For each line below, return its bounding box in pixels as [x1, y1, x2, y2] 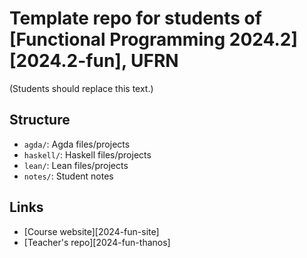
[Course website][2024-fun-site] [23, 225, 160, 237]
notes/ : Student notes [23, 170, 114, 182]
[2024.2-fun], [9, 50, 127, 72]
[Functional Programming [9, 28, 226, 51]
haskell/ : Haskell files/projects [23, 148, 152, 161]
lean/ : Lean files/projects [23, 159, 129, 171]
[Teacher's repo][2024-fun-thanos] [23, 236, 171, 248]
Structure [9, 112, 71, 129]
